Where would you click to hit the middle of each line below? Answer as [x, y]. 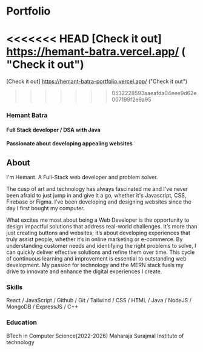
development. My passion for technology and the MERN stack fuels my [95, 265]
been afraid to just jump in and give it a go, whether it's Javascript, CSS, [96, 196]
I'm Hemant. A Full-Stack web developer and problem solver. [82, 178]
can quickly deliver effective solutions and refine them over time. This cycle [101, 252]
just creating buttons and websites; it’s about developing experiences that [98, 233]
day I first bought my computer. [45, 208]
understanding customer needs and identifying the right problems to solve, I [101, 246]
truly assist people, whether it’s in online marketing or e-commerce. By [95, 239]
